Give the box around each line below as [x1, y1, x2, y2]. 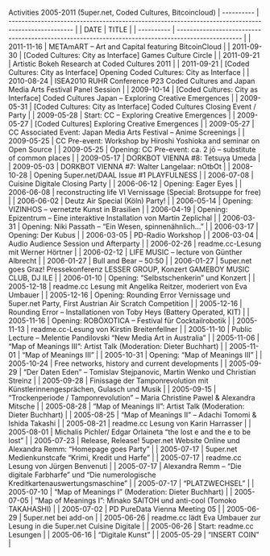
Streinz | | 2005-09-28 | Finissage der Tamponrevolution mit [8, 376, 209, 385]
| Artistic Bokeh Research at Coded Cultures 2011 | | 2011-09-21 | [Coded [8, 59, 250, 68]
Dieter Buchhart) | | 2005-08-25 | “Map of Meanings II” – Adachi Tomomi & [8, 410, 257, 419]
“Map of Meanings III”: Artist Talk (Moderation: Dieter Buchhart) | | [8, 342, 228, 351]
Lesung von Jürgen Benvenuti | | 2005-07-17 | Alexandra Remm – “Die [8, 462, 242, 471]
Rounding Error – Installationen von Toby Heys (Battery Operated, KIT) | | [8, 307, 250, 317]
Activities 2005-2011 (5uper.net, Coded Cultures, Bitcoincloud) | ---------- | [8, 8, 260, 17]
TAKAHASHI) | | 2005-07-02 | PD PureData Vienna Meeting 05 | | [8, 504, 226, 513]
